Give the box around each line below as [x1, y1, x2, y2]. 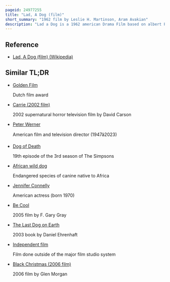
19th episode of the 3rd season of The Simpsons [12, 153, 114, 159]
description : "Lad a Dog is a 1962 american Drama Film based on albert [5, 21, 162, 27]
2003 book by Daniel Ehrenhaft [12, 231, 78, 237]
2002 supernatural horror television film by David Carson [12, 111, 132, 117]
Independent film [12, 241, 49, 248]
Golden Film [12, 82, 38, 88]
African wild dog [12, 163, 47, 169]
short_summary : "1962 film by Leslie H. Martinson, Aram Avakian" [5, 17, 148, 22]
